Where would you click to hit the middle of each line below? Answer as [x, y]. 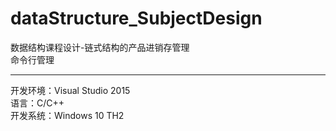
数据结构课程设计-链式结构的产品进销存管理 [100, 47]
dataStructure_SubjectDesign [136, 18]
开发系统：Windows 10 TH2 [67, 115]
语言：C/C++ [37, 103]
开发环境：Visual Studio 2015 [70, 90]
